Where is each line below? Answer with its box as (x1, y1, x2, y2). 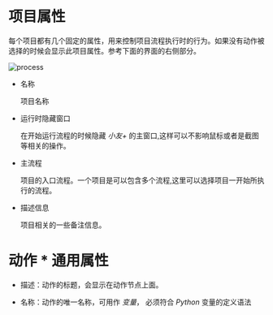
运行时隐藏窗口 (19, 113, 71, 123)
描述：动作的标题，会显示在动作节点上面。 (19, 279, 163, 289)
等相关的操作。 (19, 140, 71, 150)
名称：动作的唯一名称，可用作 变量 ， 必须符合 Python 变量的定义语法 (19, 297, 252, 307)
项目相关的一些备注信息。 (19, 220, 106, 230)
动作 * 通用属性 (8, 252, 109, 270)
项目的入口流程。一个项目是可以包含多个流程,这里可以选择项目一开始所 (19, 175, 258, 185)
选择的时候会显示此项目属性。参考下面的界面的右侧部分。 (8, 45, 201, 55)
